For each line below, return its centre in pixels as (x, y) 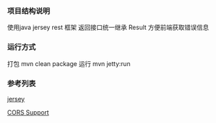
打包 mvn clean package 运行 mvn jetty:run (69, 63)
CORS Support (28, 112)
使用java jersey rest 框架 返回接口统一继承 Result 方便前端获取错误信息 (108, 27)
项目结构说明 (29, 10)
